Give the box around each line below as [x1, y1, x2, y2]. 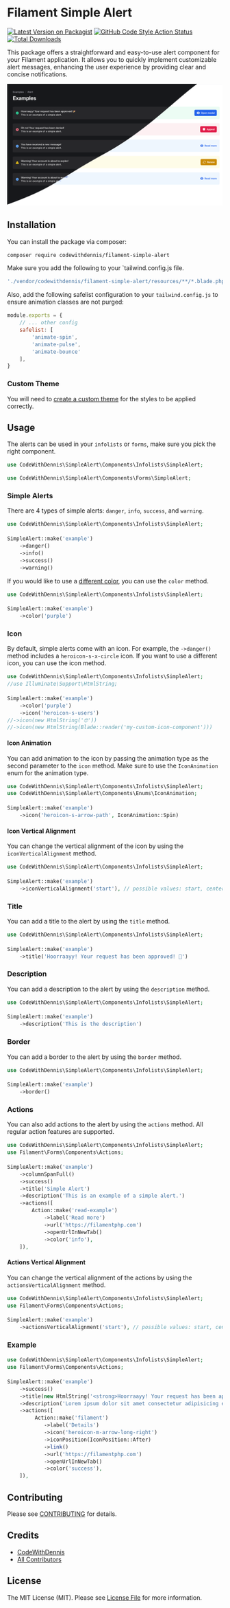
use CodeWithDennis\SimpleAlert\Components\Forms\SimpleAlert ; [7, 475, 192, 482]
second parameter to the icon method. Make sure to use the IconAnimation [7, 761, 218, 770]
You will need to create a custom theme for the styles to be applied [7, 394, 196, 403]
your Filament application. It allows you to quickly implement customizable [7, 55, 217, 63]
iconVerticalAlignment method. [7, 849, 97, 858]
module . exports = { [7, 312, 63, 319]
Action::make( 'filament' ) [34, 1414, 109, 1422]
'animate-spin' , [31, 333, 78, 341]
